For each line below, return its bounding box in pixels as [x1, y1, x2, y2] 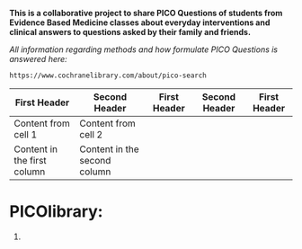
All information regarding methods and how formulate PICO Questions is [9, 44, 279, 55]
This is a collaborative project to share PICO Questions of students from [9, 8, 283, 18]
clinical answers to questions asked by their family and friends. [9, 27, 252, 37]
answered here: [9, 54, 67, 64]
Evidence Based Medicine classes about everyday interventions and [9, 17, 271, 28]
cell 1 [13, 129, 38, 140]
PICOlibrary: [9, 201, 103, 222]
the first [13, 155, 47, 166]
